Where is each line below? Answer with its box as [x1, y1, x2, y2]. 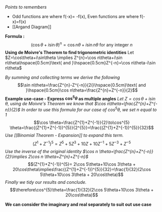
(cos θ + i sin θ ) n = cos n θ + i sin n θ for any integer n [31, 41, 133, 48]
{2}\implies [5, 154, 28, 159]
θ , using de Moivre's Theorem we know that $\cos [5, 101, 106, 107]
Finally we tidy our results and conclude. [5, 179, 87, 185]
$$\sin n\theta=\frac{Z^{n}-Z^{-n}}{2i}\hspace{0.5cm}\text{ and [18, 82, 146, 88]
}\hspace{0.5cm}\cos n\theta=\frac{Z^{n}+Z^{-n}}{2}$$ [26, 87, 138, 93]
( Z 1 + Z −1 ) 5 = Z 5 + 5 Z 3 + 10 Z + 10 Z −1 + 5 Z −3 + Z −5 [32, 140, 131, 147]
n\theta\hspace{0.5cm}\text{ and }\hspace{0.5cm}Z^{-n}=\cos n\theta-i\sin [5, 59, 156, 65]
